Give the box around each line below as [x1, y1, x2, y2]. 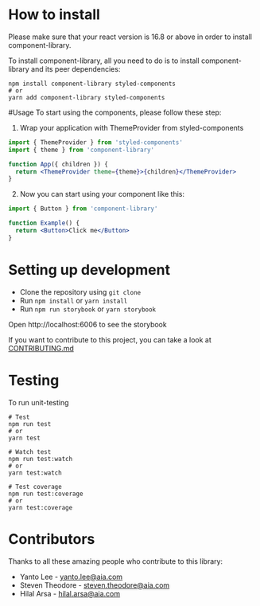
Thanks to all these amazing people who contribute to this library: [8, 556, 223, 566]
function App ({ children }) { [8, 160, 109, 168]
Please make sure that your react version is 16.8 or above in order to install [8, 32, 253, 41]
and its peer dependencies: [30, 64, 121, 73]
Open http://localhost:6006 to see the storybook [8, 319, 167, 329]
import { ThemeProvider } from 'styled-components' [8, 138, 183, 147]
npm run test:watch [8, 455, 73, 463]
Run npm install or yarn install [19, 295, 128, 305]
